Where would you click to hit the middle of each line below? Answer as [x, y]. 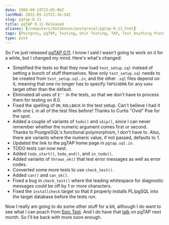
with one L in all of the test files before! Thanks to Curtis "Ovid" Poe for [86, 110]
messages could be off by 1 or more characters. [62, 186]
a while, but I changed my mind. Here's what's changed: [64, 58]
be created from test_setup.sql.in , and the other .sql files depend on [86, 78]
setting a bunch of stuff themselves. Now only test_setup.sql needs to [86, 73]
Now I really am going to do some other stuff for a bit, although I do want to [83, 206]
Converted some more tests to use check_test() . [63, 169]
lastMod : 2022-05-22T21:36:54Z [38, 15]
